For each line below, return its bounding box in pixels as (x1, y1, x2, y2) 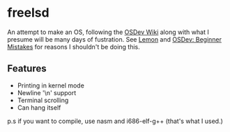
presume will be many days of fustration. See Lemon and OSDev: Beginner (7, 35, 222, 43)
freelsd (7, 5, 50, 21)
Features (7, 63, 47, 74)
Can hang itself (17, 103, 61, 112)
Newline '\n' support (17, 88, 77, 97)
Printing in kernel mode (17, 81, 85, 90)
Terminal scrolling (17, 96, 69, 104)
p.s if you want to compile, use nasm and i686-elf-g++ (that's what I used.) (7, 117, 223, 125)
